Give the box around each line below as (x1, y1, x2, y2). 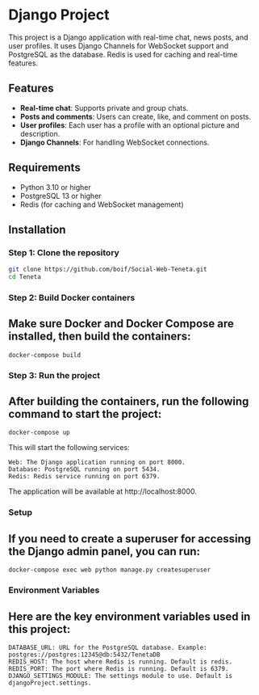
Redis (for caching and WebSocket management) (19, 200, 184, 209)
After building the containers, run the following (8, 394, 249, 409)
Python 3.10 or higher (19, 182, 91, 192)
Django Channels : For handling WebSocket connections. (19, 137, 210, 147)
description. (19, 128, 61, 138)
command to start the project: (8, 407, 162, 421)
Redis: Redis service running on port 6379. (8, 473, 161, 481)
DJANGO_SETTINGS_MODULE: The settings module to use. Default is (8, 672, 232, 680)
